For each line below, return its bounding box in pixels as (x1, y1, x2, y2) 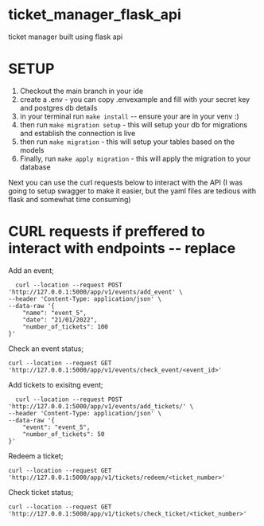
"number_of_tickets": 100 (22, 322, 109, 331)
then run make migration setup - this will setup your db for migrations (19, 119, 248, 129)
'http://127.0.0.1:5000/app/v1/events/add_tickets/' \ (8, 402, 194, 411)
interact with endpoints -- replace (8, 240, 236, 258)
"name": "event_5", (22, 309, 87, 317)
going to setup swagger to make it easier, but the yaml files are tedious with (8, 185, 257, 196)
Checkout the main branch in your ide (19, 86, 144, 95)
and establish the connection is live (19, 128, 136, 138)
